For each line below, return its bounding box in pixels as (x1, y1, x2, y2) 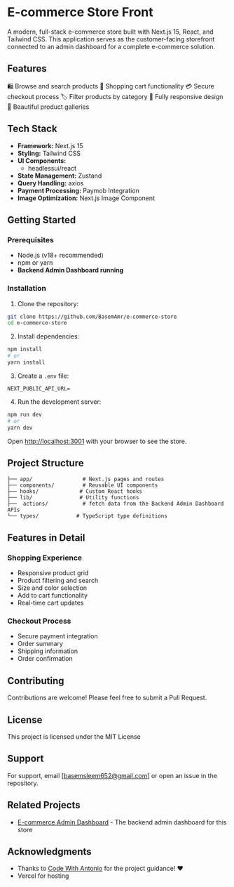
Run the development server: (17, 397, 102, 406)
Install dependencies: (17, 332, 80, 341)
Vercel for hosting (17, 872, 69, 880)
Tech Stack (7, 123, 57, 135)
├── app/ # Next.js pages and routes (7, 475, 165, 483)
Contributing (7, 675, 64, 687)
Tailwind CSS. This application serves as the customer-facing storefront (7, 34, 215, 43)
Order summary (17, 640, 63, 648)
